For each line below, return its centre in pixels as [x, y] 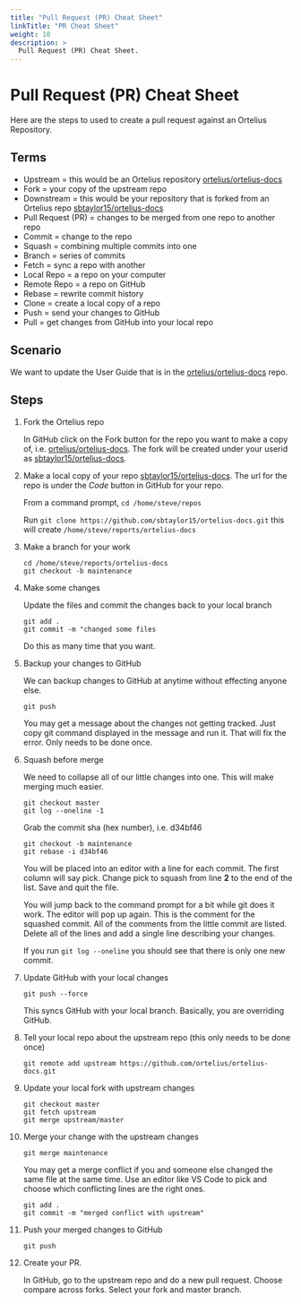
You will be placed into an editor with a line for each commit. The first [151, 868]
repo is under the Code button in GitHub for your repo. [124, 485]
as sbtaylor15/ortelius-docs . [75, 458]
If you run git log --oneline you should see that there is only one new [154, 950]
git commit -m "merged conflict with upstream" [113, 1213]
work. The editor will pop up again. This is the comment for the [139, 914]
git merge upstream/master [73, 1120]
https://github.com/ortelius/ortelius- [194, 1063]
